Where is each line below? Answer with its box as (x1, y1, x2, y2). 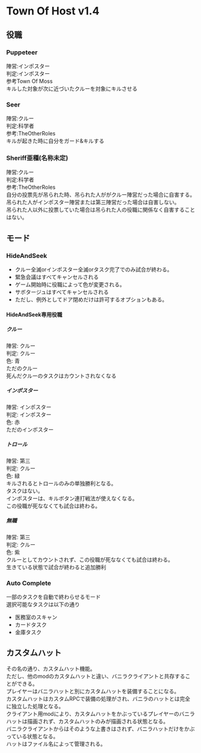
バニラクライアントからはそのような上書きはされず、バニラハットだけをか (6, 725, 190, 732)
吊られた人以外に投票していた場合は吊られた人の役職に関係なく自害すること (6, 206, 196, 214)
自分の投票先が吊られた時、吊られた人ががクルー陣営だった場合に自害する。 (6, 191, 196, 198)
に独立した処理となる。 (6, 702, 64, 710)
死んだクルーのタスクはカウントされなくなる (6, 372, 117, 380)
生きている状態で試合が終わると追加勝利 (6, 564, 106, 571)
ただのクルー (6, 364, 38, 372)
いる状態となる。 (16, 733, 59, 740)
